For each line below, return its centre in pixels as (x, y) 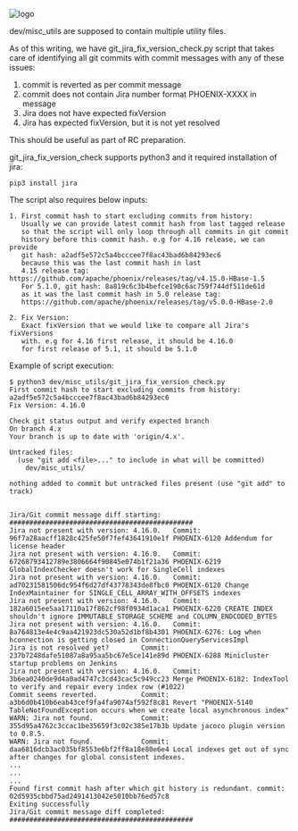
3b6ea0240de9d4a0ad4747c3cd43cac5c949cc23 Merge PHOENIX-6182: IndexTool (149, 679)
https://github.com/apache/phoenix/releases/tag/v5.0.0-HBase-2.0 (147, 302)
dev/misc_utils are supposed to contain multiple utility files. (118, 31)
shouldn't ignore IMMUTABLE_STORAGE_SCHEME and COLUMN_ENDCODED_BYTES (143, 617)
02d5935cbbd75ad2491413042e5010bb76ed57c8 (89, 796)
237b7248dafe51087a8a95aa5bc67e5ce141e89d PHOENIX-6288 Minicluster (139, 656)
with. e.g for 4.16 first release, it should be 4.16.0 (127, 341)
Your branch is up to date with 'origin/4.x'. (97, 437)
